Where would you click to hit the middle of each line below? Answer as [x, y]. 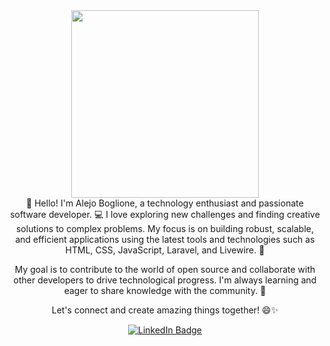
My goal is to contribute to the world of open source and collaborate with [165, 269]
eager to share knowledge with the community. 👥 [165, 290]
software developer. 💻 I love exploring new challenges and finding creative [165, 214]
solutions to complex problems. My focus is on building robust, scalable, [164, 228]
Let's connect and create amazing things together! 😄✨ [165, 310]
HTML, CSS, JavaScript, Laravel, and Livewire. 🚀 [165, 250]
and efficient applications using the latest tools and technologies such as [165, 239]
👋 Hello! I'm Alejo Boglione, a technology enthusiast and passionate [165, 203]
